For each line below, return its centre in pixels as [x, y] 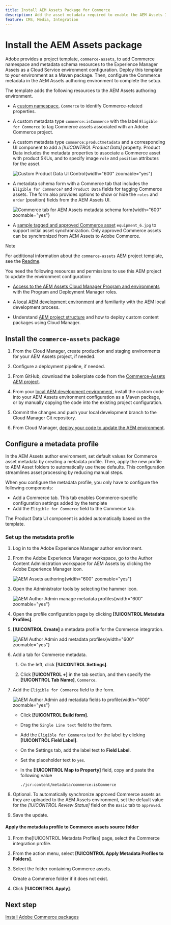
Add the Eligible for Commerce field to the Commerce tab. [74, 508]
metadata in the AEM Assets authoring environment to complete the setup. [83, 81]
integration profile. [32, 844]
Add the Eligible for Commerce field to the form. [64, 690]
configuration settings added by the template [60, 503]
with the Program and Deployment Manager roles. [65, 292]
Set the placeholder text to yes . [53, 760]
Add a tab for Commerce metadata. [50, 655]
